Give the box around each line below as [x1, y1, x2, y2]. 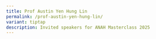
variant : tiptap [6, 19, 46, 25]
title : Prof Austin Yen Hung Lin [6, 8, 88, 14]
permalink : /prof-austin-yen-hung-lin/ [6, 14, 103, 19]
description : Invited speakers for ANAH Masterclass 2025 [6, 24, 150, 30]
